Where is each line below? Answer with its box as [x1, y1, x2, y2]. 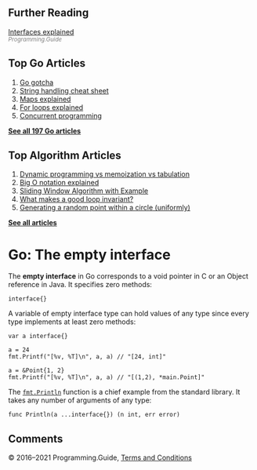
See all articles [8, 218, 57, 228]
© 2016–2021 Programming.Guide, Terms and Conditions [8, 453, 192, 462]
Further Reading [8, 6, 89, 20]
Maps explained [19, 94, 71, 104]
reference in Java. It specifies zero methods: [8, 280, 153, 290]
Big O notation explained [19, 178, 100, 188]
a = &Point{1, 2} [8, 366, 65, 375]
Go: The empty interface [8, 246, 171, 264]
